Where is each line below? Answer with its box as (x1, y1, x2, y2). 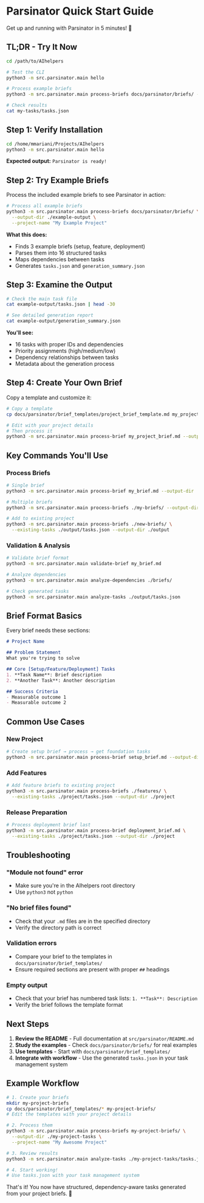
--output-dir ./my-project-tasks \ (12, 1134, 102, 1140)
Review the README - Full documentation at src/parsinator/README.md (15, 1035, 194, 1042)
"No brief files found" (6, 903, 72, 912)
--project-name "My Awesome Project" (12, 1139, 107, 1145)
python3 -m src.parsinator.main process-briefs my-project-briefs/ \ (6, 1128, 186, 1134)
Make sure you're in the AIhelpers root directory (15, 882, 135, 889)
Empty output (6, 981, 47, 989)
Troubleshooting (6, 849, 71, 860)
